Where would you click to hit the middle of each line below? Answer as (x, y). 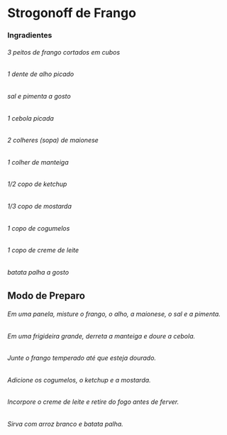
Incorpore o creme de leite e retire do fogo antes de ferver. (93, 402)
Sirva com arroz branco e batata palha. (66, 424)
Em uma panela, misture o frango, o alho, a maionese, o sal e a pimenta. (114, 314)
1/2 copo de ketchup (37, 184)
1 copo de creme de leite (43, 250)
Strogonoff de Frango (72, 13)
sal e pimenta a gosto (39, 96)
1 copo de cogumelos (39, 228)
